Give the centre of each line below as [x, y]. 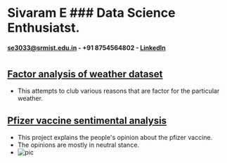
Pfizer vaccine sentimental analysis [87, 120]
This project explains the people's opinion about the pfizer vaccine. [115, 138]
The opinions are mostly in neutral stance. [78, 145]
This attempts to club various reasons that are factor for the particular [118, 91]
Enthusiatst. [44, 28]
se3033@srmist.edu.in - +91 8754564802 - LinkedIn [87, 48]
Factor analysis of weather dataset [85, 74]
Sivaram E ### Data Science [91, 13]
